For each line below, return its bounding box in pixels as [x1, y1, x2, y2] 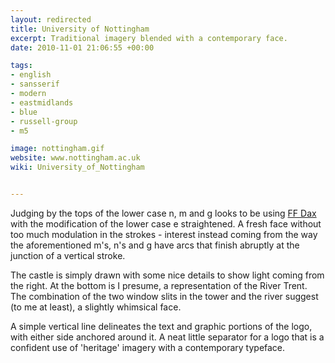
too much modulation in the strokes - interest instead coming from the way [10, 228, 318, 240]
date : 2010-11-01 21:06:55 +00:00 [10, 42, 155, 53]
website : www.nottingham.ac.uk [10, 153, 141, 163]
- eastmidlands [10, 97, 74, 108]
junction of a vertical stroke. [10, 249, 126, 261]
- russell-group [10, 116, 78, 126]
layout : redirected [10, 14, 92, 25]
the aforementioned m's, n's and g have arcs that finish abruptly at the [10, 239, 300, 251]
